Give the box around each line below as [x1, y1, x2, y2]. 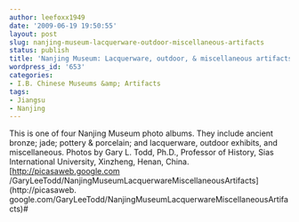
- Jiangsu [9, 95, 46, 105]
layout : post [9, 29, 58, 38]
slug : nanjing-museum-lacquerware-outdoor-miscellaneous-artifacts [9, 37, 265, 47]
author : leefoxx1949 [9, 12, 86, 22]
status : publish [9, 46, 69, 55]
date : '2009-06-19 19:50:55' [9, 21, 117, 30]
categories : [9, 71, 53, 80]
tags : [9, 87, 29, 96]
